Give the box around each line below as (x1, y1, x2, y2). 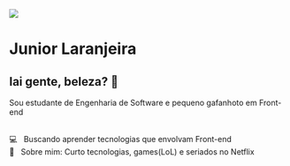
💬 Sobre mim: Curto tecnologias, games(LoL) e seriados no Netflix (9, 147, 255, 157)
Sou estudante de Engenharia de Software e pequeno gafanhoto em (9, 97, 258, 108)
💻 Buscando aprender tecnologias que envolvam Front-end (9, 134, 233, 144)
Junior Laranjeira (9, 39, 137, 59)
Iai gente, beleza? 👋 (9, 74, 119, 89)
